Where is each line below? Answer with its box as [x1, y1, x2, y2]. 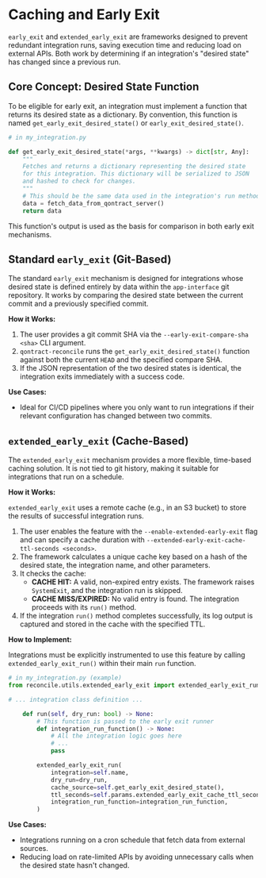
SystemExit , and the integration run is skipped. [31, 586, 184, 595]
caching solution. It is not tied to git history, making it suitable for [8, 464, 219, 473]
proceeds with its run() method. [31, 603, 137, 612]
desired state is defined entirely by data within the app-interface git [8, 282, 230, 291]
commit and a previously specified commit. [8, 299, 149, 309]
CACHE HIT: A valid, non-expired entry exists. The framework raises [31, 577, 255, 587]
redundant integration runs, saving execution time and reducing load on [8, 40, 241, 49]
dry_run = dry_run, [50, 776, 108, 784]
